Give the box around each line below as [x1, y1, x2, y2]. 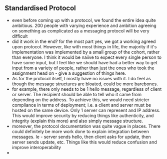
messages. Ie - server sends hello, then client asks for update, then [11, 134, 151, 140]
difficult [11, 33, 28, 39]
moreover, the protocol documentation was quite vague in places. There [11, 123, 161, 129]
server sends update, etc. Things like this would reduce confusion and [11, 139, 157, 145]
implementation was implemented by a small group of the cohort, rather [11, 49, 160, 55]
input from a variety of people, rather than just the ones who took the [11, 65, 154, 71]
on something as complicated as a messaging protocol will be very [11, 27, 149, 34]
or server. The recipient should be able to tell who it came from [11, 91, 142, 97]
